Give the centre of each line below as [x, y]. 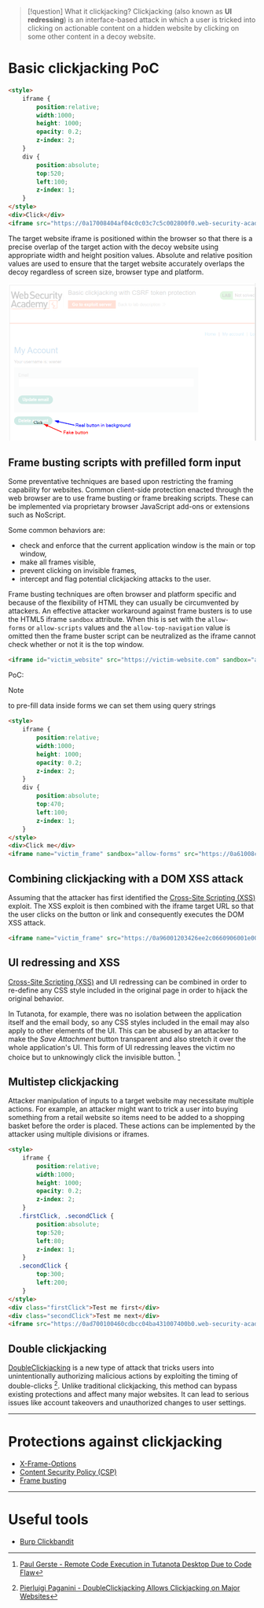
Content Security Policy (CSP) [68, 1472]
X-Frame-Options [48, 1463]
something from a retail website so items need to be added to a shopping [126, 1118]
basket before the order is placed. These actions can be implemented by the [132, 1126]
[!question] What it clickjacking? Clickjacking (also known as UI [130, 11]
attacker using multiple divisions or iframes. [79, 1134]
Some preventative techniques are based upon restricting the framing [121, 482]
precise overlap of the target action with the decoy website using [113, 247]
